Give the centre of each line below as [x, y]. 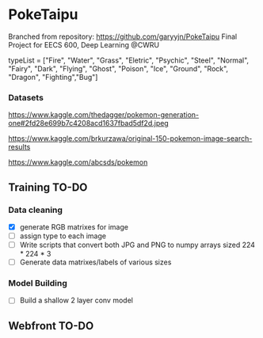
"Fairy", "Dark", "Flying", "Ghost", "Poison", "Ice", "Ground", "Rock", [118, 68]
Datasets [26, 97]
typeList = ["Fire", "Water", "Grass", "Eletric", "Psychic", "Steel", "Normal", [129, 60]
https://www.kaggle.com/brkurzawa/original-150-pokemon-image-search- [130, 139]
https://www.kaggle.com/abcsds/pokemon [78, 162]
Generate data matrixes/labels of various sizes [95, 262]
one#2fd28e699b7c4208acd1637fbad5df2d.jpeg [88, 123]
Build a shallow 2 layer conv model [76, 300]
